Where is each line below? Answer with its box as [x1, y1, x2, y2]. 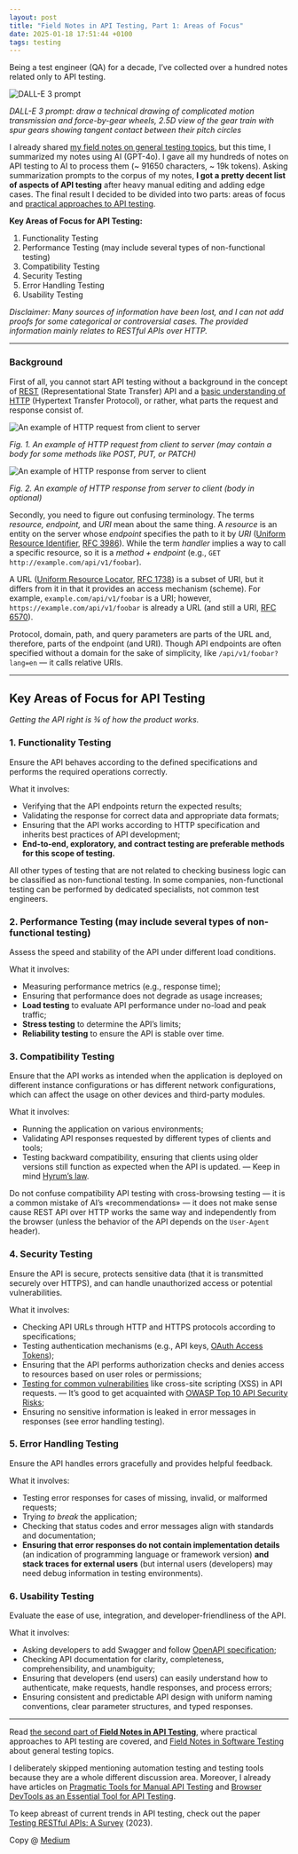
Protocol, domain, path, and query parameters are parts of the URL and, [9, 628, 272, 639]
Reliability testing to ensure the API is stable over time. [21, 1028, 224, 1038]
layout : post [9, 12, 58, 22]
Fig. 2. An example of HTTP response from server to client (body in [9, 483, 255, 493]
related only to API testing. [9, 72, 106, 83]
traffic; [21, 1009, 47, 1020]
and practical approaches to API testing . [9, 199, 156, 209]
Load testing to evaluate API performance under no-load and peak [21, 999, 267, 1010]
